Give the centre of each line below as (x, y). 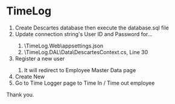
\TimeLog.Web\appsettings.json (64, 46)
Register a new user (40, 58)
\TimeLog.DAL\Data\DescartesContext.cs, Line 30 (86, 52)
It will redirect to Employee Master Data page (80, 70)
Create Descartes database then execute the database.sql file (92, 28)
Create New (30, 76)
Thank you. (20, 94)
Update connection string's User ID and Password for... (84, 34)
